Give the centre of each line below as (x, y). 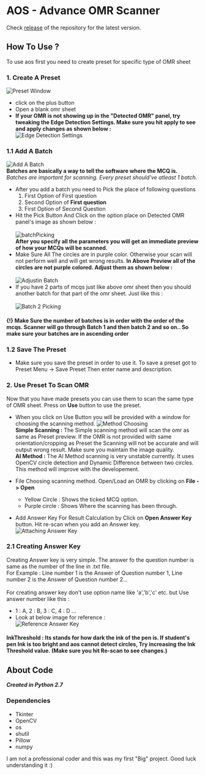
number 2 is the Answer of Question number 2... (67, 579)
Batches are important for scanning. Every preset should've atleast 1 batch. (102, 178)
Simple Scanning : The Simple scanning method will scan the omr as (102, 430)
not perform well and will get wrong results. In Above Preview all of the (105, 261)
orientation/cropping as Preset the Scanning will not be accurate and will (107, 443)
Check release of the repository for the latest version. (74, 28)
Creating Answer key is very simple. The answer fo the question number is (100, 560)
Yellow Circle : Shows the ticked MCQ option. (81, 499)
